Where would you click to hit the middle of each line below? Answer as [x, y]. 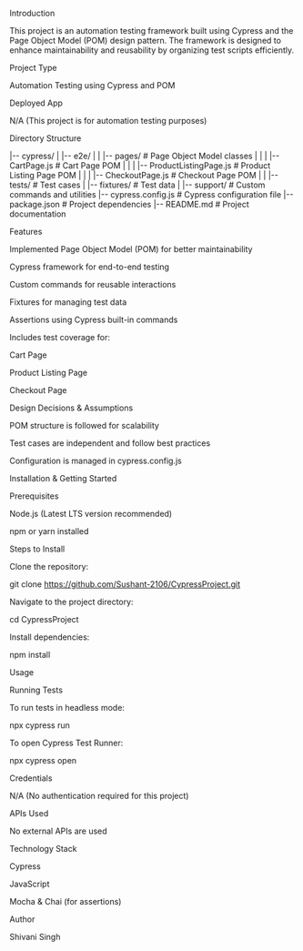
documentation [38, 214]
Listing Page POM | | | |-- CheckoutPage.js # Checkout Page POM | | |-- [144, 175]
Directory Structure [45, 138]
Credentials [31, 778]
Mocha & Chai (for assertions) [66, 901]
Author [22, 919]
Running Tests [36, 690]
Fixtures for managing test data [68, 302]
